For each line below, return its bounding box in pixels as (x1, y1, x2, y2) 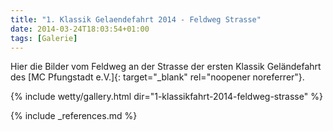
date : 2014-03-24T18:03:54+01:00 (10, 24, 150, 34)
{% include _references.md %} (10, 110, 138, 122)
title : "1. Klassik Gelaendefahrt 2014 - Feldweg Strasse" (10, 14, 262, 25)
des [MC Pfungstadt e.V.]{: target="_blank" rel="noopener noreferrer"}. (10, 71, 305, 83)
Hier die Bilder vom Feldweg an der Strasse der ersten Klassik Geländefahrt (10, 61, 322, 73)
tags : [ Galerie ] (10, 33, 78, 43)
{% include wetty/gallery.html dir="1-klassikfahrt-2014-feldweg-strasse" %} (10, 91, 323, 103)
